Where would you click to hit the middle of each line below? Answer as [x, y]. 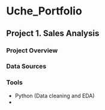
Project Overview [32, 50]
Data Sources [26, 66]
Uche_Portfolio [44, 11]
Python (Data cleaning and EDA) [55, 96]
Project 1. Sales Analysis [53, 33]
